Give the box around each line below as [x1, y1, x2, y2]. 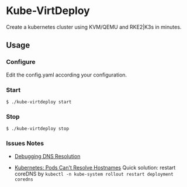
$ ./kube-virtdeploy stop [6, 126, 69, 132]
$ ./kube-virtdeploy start [6, 99, 72, 105]
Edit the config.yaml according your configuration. [6, 71, 127, 78]
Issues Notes [6, 139, 44, 147]
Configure [6, 58, 36, 66]
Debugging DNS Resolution [14, 153, 81, 160]
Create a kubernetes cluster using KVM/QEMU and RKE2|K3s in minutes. [6, 23, 182, 30]
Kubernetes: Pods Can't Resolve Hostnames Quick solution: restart [14, 164, 176, 171]
